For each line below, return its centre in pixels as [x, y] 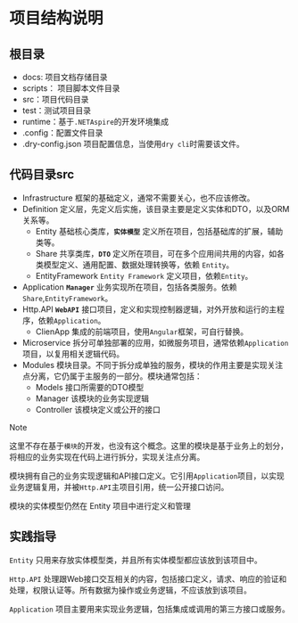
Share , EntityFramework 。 [67, 298]
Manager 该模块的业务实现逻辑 [92, 398]
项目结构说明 [57, 18]
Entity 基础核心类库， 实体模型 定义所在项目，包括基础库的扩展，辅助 [159, 231]
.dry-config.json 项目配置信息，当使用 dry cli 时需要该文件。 [133, 144]
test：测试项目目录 [57, 111]
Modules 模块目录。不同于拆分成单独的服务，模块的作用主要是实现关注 [153, 365]
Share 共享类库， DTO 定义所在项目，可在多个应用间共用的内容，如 [156, 253]
